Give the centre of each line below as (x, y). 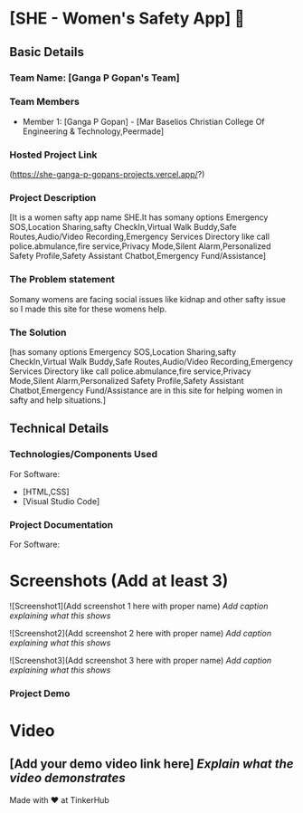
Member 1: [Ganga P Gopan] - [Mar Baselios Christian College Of (143, 121)
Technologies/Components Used (84, 454)
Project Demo (40, 693)
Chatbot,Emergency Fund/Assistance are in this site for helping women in (146, 390)
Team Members (44, 101)
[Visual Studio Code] (61, 501)
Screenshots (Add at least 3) (119, 581)
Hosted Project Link (53, 155)
